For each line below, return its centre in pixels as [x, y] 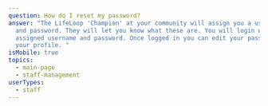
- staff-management [48, 75]
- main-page [35, 68]
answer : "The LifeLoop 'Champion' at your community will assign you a [130, 23]
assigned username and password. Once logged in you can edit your [130, 38]
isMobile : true [33, 53]
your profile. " [42, 45]
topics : [21, 61]
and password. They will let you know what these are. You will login [135, 30]
